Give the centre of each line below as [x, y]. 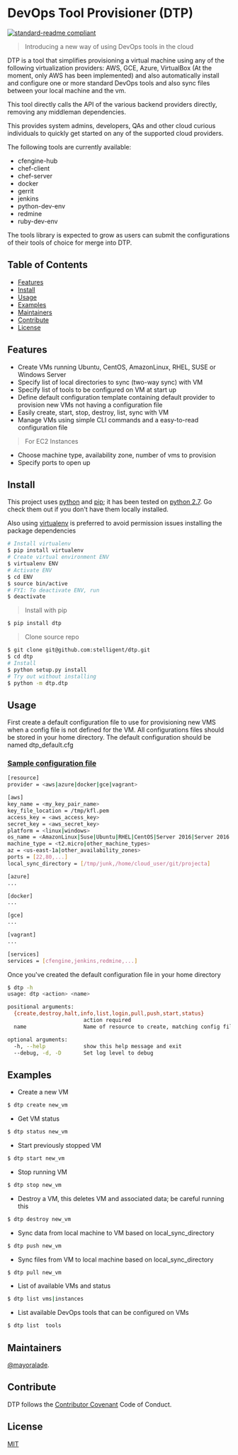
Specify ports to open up [54, 462]
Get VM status [39, 1119]
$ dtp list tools [34, 1326]
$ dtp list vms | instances [45, 1299]
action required [107, 1020]
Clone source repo [52, 637]
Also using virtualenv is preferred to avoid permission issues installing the [115, 523]
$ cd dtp [20, 656]
